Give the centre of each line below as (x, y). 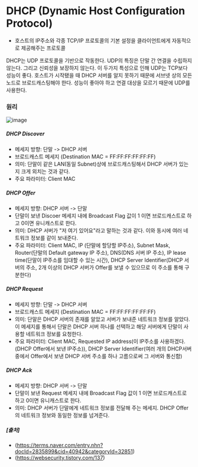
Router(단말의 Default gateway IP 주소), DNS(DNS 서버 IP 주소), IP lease (100, 253)
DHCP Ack (19, 370)
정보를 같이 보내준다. (54, 238)
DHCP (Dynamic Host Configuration (95, 11)
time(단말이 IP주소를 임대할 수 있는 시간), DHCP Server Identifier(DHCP (99, 260)
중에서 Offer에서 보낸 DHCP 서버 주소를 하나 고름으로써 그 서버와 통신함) (98, 356)
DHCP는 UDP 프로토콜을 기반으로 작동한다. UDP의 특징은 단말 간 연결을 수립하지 (99, 60)
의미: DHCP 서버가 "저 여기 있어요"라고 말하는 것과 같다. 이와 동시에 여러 (98, 231)
